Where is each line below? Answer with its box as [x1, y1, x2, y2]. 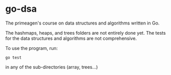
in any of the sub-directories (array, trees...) [5, 64, 98, 70]
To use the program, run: [5, 45, 58, 51]
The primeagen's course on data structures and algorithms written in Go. [5, 20, 160, 26]
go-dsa [5, 3, 37, 15]
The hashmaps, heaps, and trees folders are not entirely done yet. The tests [5, 30, 166, 36]
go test [5, 55, 22, 60]
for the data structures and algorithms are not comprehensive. [5, 35, 137, 41]
